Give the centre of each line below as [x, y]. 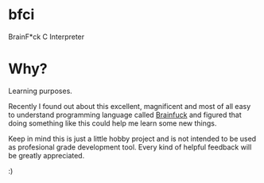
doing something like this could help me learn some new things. [113, 123]
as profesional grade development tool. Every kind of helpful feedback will [130, 147]
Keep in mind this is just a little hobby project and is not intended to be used [132, 138]
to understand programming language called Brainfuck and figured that [125, 115]
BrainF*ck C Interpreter [47, 37]
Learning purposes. [41, 91]
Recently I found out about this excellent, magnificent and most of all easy [130, 106]
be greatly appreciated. [47, 155]
